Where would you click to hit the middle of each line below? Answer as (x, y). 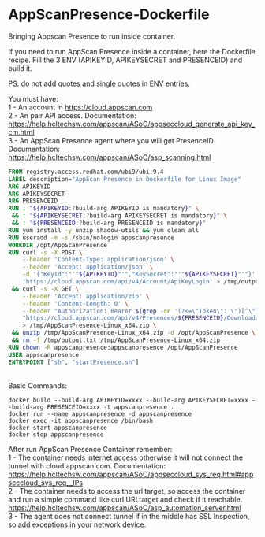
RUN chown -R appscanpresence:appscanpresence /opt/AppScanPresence (123, 347)
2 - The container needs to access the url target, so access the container (127, 491)
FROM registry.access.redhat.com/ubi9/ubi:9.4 (86, 172)
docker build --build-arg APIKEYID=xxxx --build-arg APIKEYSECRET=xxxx (128, 400)
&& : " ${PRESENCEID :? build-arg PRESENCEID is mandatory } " (109, 223)
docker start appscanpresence (58, 428)
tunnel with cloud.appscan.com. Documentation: (87, 465)
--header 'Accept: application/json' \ (88, 267)
